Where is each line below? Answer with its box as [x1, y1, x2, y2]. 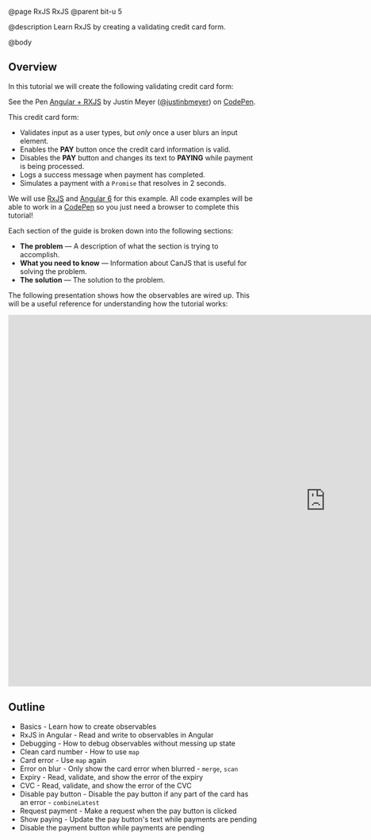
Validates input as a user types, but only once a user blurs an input [19, 127, 238, 137]
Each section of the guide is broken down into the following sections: [8, 225, 234, 235]
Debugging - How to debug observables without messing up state [19, 738, 236, 748]
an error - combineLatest [19, 797, 100, 807]
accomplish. [19, 249, 60, 259]
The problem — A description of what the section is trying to [19, 241, 219, 251]
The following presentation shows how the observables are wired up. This [8, 290, 250, 300]
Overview [8, 60, 58, 74]
